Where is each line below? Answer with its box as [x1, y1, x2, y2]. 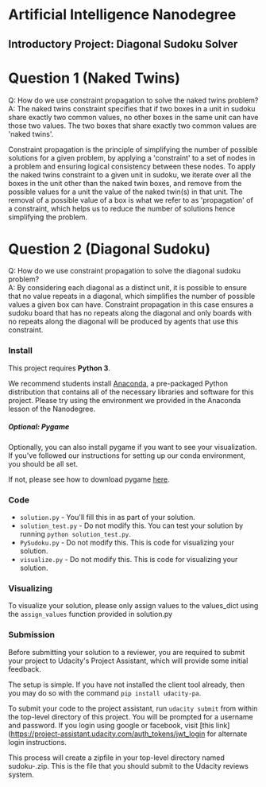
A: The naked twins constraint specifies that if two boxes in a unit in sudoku [8, 103, 256, 113]
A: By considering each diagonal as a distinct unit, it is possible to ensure [8, 283, 248, 293]
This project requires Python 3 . [8, 363, 111, 373]
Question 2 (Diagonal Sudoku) [8, 240, 211, 258]
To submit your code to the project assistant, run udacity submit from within [8, 704, 258, 713]
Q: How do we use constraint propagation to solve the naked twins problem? [8, 95, 259, 105]
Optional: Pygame [8, 422, 70, 432]
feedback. [8, 664, 41, 673]
